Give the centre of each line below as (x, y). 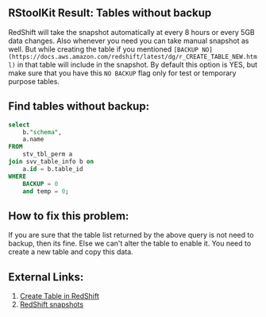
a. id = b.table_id (53, 169)
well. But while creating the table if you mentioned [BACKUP (104, 49)
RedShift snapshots (52, 304)
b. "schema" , (42, 132)
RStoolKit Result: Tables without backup (110, 13)
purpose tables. (34, 81)
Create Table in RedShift (59, 296)
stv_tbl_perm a (48, 154)
